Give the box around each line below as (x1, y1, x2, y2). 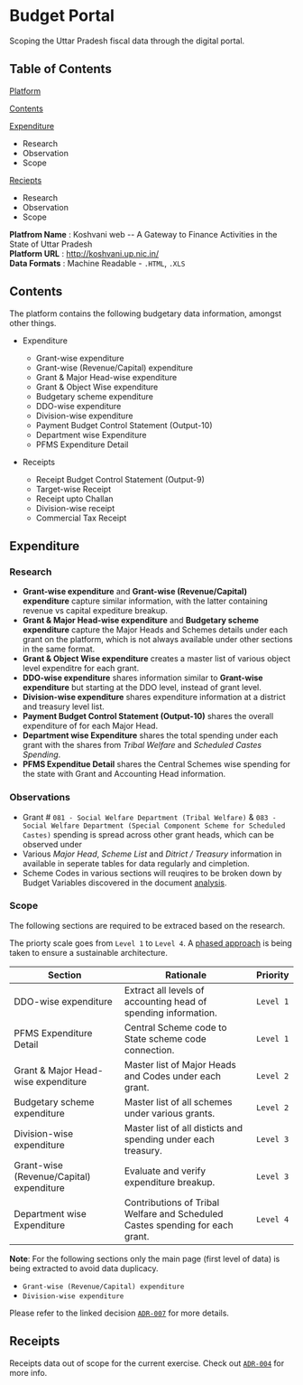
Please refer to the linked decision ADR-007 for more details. (9, 1307, 230, 1318)
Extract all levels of (124, 984, 205, 997)
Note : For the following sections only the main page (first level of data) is (9, 1253, 280, 1264)
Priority (256, 969, 289, 981)
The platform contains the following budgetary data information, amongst (9, 308, 282, 319)
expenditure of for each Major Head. (22, 720, 159, 732)
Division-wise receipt (35, 502, 115, 513)
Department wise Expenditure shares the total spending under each (22, 730, 279, 741)
